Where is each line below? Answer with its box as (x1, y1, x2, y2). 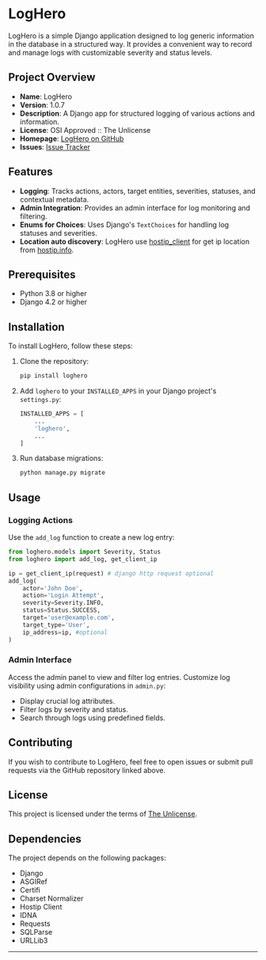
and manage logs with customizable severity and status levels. (8, 47, 212, 57)
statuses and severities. (19, 228, 97, 237)
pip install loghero (19, 372, 88, 380)
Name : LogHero (19, 92, 73, 101)
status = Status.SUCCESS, (22, 606, 101, 614)
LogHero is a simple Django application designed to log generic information (8, 31, 255, 40)
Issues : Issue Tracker (19, 142, 91, 151)
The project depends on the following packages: (8, 853, 166, 863)
